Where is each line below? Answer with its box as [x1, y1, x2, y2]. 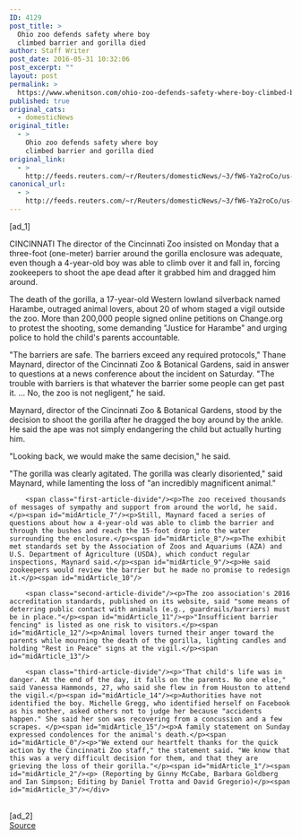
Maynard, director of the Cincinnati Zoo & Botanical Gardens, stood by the [9, 404, 282, 415]
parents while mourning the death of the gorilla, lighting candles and [9, 636, 287, 645]
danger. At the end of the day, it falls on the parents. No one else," [9, 675, 287, 684]
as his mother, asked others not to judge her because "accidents [9, 706, 262, 715]
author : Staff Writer [9, 47, 90, 56]
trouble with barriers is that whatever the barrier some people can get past [9, 377, 285, 388]
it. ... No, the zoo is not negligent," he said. [9, 387, 166, 398]
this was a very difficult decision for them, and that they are [9, 754, 258, 763]
